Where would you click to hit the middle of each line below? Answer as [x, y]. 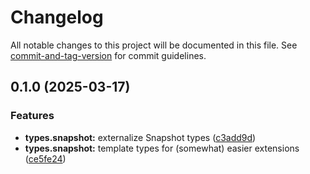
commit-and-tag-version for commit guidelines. [108, 55]
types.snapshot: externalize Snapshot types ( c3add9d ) [140, 137]
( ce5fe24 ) [45, 158]
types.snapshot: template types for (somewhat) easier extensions [162, 148]
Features [32, 116]
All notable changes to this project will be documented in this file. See [154, 45]
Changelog [57, 17]
